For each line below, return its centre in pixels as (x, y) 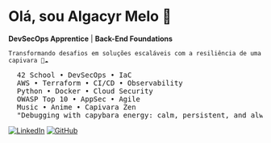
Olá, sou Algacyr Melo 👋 (90, 16)
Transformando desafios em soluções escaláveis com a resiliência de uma (135, 53)
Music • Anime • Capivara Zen (76, 107)
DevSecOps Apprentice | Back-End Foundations (91, 39)
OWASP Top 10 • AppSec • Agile (79, 99)
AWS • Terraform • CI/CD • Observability (100, 83)
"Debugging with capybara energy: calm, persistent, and (132, 115)
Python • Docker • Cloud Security (85, 91)
